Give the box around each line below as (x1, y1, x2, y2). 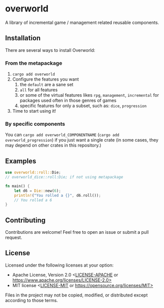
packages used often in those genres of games (19, 98, 117, 104)
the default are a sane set (19, 82, 74, 88)
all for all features (19, 87, 58, 93)
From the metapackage (5, 59, 63, 66)
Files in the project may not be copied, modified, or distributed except (5, 292, 148, 298)
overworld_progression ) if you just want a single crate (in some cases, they (5, 137, 159, 143)
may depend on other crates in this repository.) (5, 143, 102, 149)
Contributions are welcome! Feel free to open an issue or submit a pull (5, 229, 149, 235)
